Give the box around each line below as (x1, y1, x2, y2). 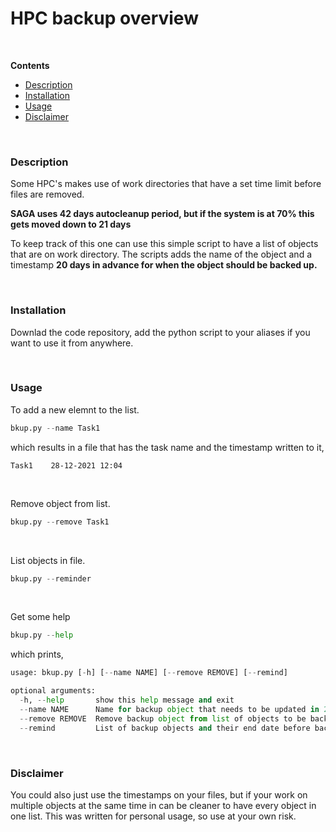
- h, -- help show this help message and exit (19, 695, 235, 706)
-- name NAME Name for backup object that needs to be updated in (19, 704, 320, 714)
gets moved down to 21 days (10, 218, 132, 231)
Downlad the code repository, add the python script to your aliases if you (10, 326, 311, 338)
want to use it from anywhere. (10, 337, 134, 349)
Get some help (10, 611, 71, 623)
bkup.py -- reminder (10, 573, 92, 584)
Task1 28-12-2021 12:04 (10, 460, 123, 471)
